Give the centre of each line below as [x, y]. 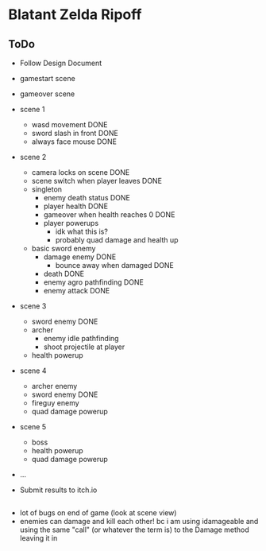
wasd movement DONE [69, 124]
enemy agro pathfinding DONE [94, 282]
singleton [46, 189]
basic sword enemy [64, 248]
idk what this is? [82, 231]
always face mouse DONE [74, 142]
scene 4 [33, 371]
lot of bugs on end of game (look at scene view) [98, 513]
